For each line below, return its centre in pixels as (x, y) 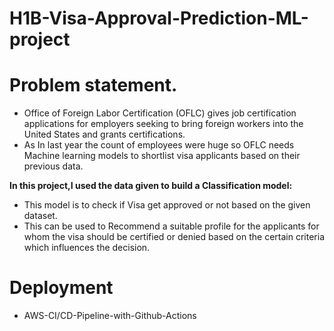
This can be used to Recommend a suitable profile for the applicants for (171, 226)
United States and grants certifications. (104, 134)
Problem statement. (93, 85)
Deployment (61, 288)
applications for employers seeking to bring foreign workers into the (163, 124)
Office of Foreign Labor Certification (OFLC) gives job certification (160, 113)
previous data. (53, 166)
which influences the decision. (87, 248)
